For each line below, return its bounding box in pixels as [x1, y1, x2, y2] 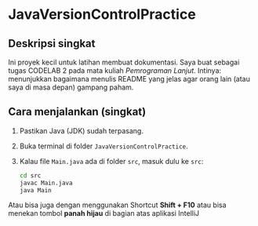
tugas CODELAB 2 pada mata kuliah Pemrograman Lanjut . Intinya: [8, 66, 222, 75]
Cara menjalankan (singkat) [8, 105, 147, 118]
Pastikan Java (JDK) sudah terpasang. [19, 126, 144, 135]
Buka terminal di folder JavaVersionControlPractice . [19, 141, 188, 151]
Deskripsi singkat [8, 37, 96, 50]
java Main [19, 186, 53, 194]
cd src [19, 171, 42, 180]
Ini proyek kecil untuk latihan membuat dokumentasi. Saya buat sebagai [8, 57, 240, 67]
